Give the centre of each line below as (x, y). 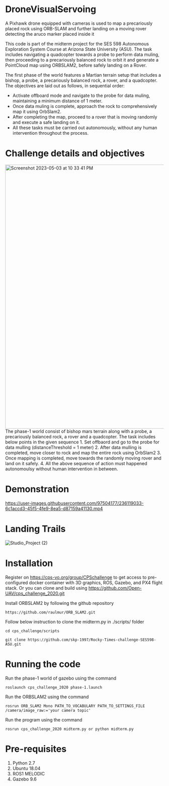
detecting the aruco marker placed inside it (50, 34)
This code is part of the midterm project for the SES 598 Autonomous (77, 43)
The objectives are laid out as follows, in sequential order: (65, 86)
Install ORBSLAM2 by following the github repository (60, 603)
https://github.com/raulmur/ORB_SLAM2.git (50, 612)
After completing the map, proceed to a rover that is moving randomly (85, 117)
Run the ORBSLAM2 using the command (47, 697)
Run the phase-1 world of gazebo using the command (61, 678)
